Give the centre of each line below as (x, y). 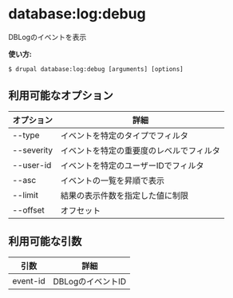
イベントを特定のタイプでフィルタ (124, 135)
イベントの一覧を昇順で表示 (113, 181)
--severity (33, 150)
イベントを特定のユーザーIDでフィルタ (132, 165)
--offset (29, 210)
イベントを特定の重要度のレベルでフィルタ (140, 150)
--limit (25, 195)
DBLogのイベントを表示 (47, 37)
